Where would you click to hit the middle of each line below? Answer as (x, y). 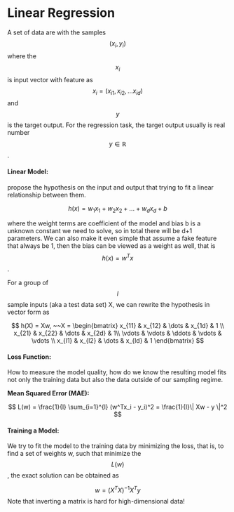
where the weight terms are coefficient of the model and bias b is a (104, 223)
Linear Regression (61, 13)
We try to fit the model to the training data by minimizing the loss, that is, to (116, 446)
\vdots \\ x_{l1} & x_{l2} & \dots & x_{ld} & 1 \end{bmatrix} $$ (118, 340)
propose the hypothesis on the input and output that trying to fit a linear (110, 187)
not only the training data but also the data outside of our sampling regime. (115, 380)
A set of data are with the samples (57, 32)
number (19, 133)
